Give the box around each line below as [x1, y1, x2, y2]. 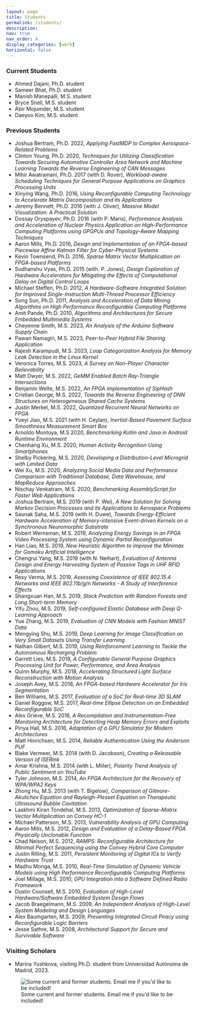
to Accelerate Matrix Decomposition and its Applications [14, 196, 153, 204]
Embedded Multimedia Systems [14, 316, 93, 323]
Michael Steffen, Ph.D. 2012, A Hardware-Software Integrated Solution [14, 285, 187, 292]
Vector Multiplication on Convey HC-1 [14, 813, 107, 820]
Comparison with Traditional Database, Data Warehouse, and [14, 473, 166, 480]
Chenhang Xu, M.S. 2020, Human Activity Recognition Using [14, 441, 163, 449]
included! [21, 997, 44, 1004]
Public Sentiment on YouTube [14, 769, 87, 776]
